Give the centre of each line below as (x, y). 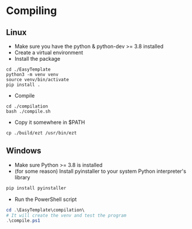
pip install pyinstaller (36, 188)
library (22, 177)
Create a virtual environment (49, 53)
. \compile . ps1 (23, 221)
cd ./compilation (27, 106)
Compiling (32, 11)
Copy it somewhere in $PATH (50, 122)
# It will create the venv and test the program (66, 215)
